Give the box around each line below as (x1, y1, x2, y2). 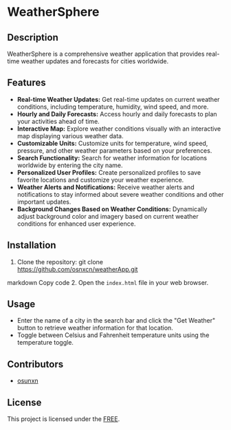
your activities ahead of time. (16, 117, 100, 125)
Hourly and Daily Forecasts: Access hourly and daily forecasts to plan (16, 109, 218, 118)
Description (7, 32, 58, 43)
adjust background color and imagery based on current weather (16, 212, 199, 220)
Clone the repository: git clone (16, 257, 103, 266)
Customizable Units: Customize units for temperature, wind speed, (16, 139, 208, 147)
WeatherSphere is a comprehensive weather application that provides (7, 50, 205, 58)
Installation (7, 239, 56, 251)
